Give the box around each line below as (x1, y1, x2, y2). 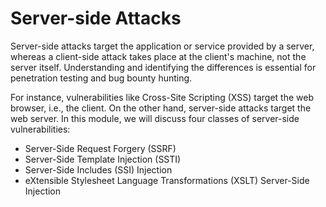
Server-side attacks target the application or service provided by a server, (10, 40, 315, 52)
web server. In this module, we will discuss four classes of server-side (10, 112, 300, 124)
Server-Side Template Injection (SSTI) (24, 153, 182, 165)
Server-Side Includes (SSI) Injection (24, 163, 173, 176)
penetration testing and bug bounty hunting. (10, 72, 193, 84)
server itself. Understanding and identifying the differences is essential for (10, 61, 317, 73)
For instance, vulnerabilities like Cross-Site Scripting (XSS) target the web (10, 91, 314, 103)
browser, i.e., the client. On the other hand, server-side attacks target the (10, 102, 312, 114)
